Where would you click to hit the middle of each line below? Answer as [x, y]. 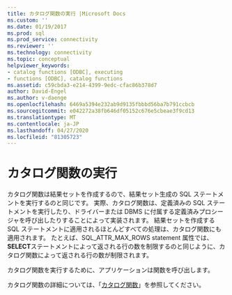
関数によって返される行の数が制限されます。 [89, 255]
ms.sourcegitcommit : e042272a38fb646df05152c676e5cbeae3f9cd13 [101, 111]
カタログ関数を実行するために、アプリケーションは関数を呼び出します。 [110, 270]
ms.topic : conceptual [39, 59]
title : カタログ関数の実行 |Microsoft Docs [67, 14]
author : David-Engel [37, 91]
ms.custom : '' [28, 20]
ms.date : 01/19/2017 [37, 27]
